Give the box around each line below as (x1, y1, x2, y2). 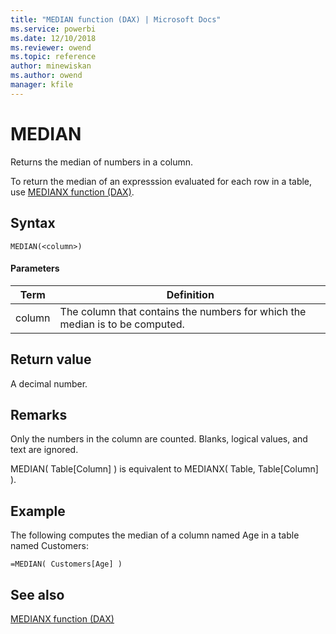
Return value (10, 351, 92, 368)
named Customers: (10, 540, 89, 552)
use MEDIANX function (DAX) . (10, 186, 135, 198)
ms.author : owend (10, 71, 83, 81)
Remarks (10, 406, 68, 423)
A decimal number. (10, 377, 88, 390)
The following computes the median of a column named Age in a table (10, 529, 300, 541)
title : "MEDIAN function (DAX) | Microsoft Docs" (10, 14, 222, 25)
